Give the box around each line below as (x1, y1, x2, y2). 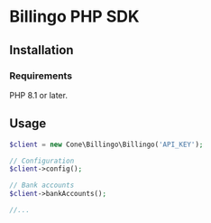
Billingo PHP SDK (9, 6, 140, 27)
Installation (9, 42, 74, 58)
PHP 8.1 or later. (9, 89, 68, 100)
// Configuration (9, 156, 75, 165)
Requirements (9, 70, 73, 82)
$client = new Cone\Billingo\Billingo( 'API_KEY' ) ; (9, 140, 204, 149)
